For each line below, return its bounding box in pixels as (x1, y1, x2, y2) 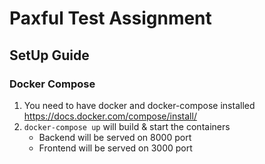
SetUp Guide (9, 47, 90, 64)
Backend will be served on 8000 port (38, 131, 192, 143)
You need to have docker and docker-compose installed (23, 99, 256, 111)
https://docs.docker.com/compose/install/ (23, 110, 197, 122)
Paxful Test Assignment (9, 7, 212, 30)
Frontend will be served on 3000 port (38, 142, 193, 154)
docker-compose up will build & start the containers (23, 120, 231, 132)
